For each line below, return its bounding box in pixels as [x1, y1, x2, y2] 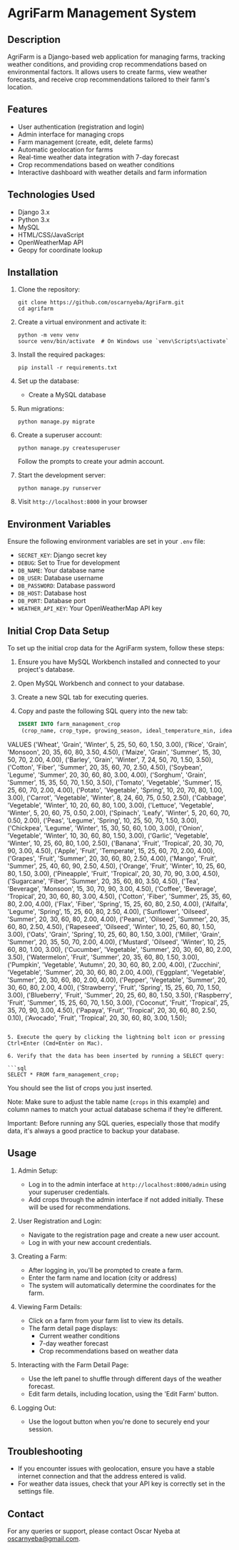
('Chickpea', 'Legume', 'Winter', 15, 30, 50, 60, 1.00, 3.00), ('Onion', [7, 823, 203, 832]
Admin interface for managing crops [17, 130, 125, 139]
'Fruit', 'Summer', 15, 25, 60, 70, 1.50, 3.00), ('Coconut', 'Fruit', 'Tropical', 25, [7, 998, 230, 1007]
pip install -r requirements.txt [17, 364, 118, 372]
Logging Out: [17, 1403, 57, 1412]
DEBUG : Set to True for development [17, 559, 121, 567]
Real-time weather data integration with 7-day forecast [17, 152, 180, 162]
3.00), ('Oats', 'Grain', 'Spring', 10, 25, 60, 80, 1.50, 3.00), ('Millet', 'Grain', [7, 930, 221, 938]
